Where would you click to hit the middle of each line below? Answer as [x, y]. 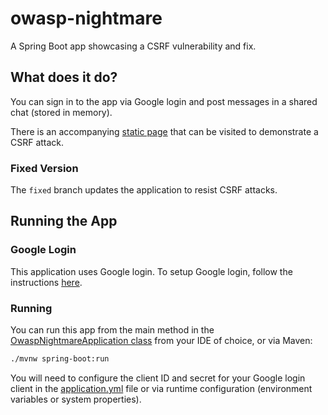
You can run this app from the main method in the [112, 330]
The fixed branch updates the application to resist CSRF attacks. [144, 190]
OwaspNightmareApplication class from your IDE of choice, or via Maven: [161, 341]
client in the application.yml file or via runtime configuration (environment [161, 388]
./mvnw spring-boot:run [60, 359]
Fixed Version [44, 168]
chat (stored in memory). [61, 112]
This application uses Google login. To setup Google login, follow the [151, 271]
